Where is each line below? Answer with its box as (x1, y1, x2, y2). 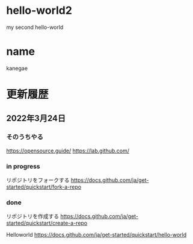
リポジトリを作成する (6, 213, 59, 220)
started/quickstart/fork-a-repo (6, 183, 82, 190)
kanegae (6, 64, 28, 72)
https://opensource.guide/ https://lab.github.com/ (6, 147, 130, 154)
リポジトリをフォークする (6, 177, 70, 184)
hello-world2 (6, 4, 72, 17)
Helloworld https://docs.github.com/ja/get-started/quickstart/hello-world (6, 231, 187, 239)
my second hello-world (6, 23, 64, 31)
